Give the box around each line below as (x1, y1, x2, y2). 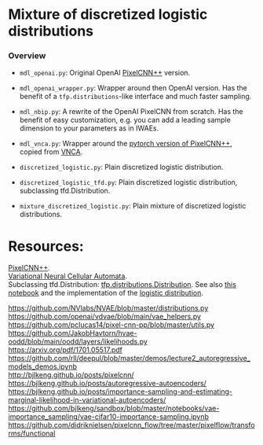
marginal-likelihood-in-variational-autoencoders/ (8, 395, 166, 405)
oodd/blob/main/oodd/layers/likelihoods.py (8, 337, 148, 347)
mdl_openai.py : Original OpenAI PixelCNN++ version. (19, 68, 191, 78)
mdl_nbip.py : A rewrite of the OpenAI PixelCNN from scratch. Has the (19, 107, 243, 116)
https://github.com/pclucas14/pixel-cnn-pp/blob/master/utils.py (8, 320, 214, 329)
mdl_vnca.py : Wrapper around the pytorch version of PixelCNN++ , (19, 139, 233, 149)
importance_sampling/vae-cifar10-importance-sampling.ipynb (8, 412, 210, 421)
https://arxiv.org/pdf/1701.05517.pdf (8, 345, 123, 355)
